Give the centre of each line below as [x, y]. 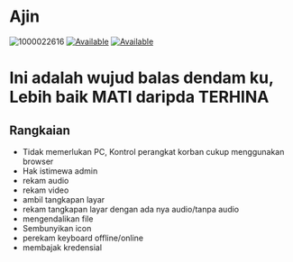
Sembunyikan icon [57, 228]
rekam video [46, 190]
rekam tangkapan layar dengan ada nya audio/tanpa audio [131, 209]
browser [38, 161]
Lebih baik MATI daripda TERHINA [139, 97]
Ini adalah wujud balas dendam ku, [142, 78]
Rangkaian [40, 130]
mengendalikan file [58, 219]
